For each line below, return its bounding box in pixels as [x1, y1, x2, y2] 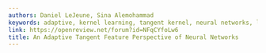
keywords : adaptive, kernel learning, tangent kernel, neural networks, [8, 19, 253, 26]
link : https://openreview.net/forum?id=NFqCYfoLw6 [8, 26, 179, 34]
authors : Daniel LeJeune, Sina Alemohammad [8, 11, 154, 19]
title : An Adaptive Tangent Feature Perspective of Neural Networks [8, 33, 239, 41]
